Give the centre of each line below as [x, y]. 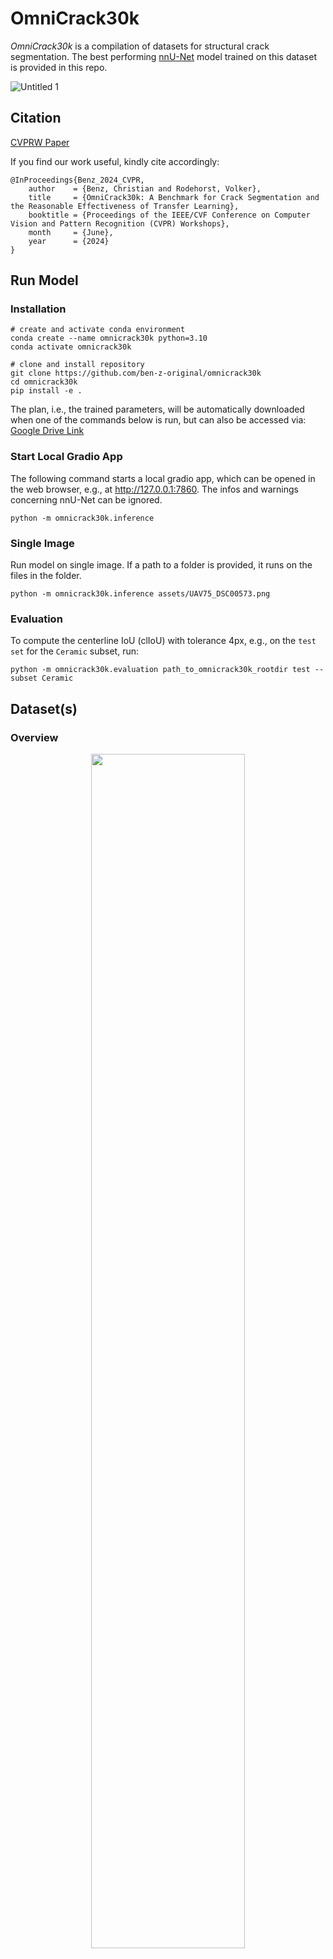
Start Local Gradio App [66, 457]
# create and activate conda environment [98, 330]
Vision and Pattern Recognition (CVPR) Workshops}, [120, 223]
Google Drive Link [47, 431]
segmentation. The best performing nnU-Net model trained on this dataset [164, 56]
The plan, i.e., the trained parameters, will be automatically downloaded [157, 409]
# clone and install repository [77, 365]
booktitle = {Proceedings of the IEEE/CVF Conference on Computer [169, 215]
